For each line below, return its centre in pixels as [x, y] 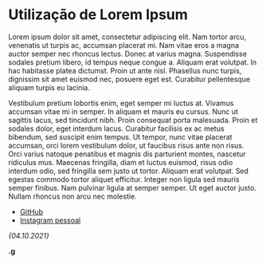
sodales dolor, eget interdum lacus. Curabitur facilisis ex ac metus [116, 128]
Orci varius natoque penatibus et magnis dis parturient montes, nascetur [127, 154]
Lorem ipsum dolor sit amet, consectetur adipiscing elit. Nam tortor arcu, [127, 37]
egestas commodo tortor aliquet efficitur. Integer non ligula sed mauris [124, 179]
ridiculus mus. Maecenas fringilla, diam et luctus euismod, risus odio [121, 162]
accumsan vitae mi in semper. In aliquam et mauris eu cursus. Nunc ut [123, 111]
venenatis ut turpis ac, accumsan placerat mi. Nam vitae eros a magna [124, 45]
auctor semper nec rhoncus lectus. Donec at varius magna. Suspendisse [127, 53]
